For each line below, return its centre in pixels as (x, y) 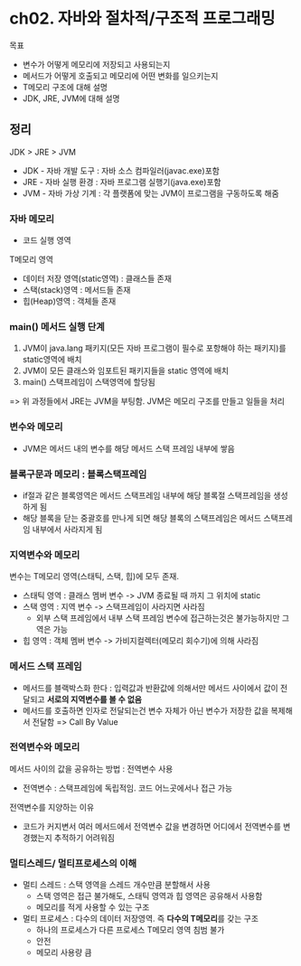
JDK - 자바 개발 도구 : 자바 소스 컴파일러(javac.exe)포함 (121, 170)
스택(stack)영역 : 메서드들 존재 (76, 290)
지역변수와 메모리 (45, 555)
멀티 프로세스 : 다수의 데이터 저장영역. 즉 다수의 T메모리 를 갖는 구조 (141, 919)
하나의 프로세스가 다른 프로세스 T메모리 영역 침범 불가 (130, 930)
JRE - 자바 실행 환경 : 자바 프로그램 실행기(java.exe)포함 (122, 182)
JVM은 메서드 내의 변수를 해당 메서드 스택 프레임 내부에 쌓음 (128, 448)
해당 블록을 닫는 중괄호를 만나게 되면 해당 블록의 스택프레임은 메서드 (142, 518)
